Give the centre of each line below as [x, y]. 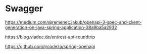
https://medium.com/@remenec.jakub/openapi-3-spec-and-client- [73, 22]
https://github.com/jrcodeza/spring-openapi [50, 46]
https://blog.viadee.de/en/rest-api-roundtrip [50, 37]
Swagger [24, 9]
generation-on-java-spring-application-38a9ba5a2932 [61, 27]
